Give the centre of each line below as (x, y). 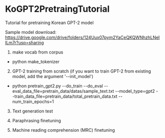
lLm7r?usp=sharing (25, 42)
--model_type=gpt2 (135, 91)
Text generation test (32, 111)
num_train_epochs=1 (33, 101)
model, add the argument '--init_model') (53, 76)
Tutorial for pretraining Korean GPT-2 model (50, 23)
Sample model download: (31, 32)
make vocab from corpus (38, 52)
